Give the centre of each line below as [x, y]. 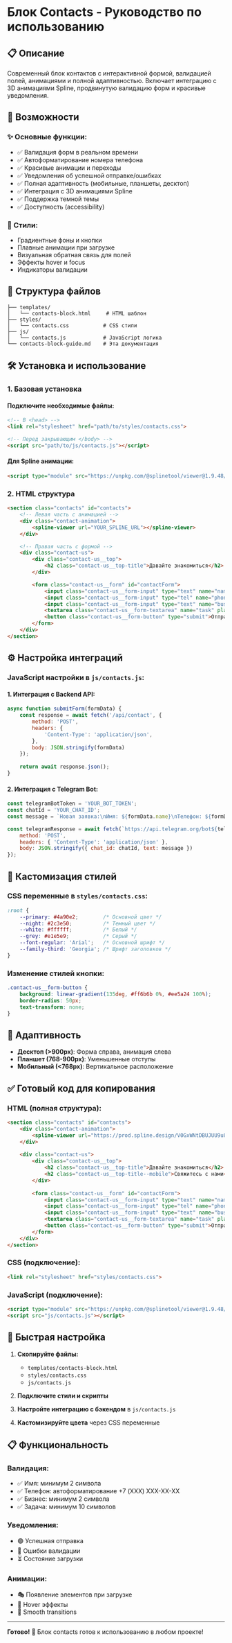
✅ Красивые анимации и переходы [69, 168]
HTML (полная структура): [55, 1108]
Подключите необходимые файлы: [61, 406]
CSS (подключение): [44, 1262]
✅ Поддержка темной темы [58, 199]
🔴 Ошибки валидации [49, 1551]
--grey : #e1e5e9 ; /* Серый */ [78, 937]
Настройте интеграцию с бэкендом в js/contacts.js [96, 1409]
